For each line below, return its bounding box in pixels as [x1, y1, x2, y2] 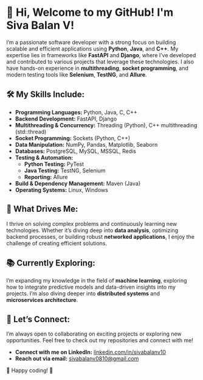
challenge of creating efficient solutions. [6, 239, 108, 247]
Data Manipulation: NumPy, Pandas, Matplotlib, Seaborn [15, 141, 158, 148]
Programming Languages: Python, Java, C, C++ [15, 108, 138, 116]
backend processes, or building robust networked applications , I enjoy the [6, 233, 194, 240]
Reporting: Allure [24, 173, 68, 180]
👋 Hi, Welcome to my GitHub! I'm [6, 5, 174, 19]
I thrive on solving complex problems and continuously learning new [6, 220, 177, 227]
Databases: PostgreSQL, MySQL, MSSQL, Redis [15, 147, 137, 155]
